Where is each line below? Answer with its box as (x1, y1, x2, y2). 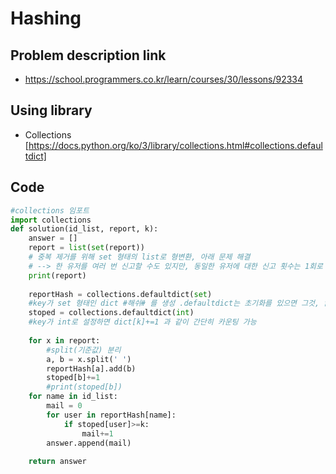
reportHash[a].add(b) (46, 363, 137, 374)
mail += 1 (81, 428, 114, 439)
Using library (10, 102, 93, 119)
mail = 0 (46, 401, 83, 411)
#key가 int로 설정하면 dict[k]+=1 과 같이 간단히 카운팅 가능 (28, 317, 257, 327)
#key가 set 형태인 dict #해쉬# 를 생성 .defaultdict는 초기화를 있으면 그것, (28, 298, 320, 309)
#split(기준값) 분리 (46, 345, 122, 355)
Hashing (10, 7, 82, 30)
